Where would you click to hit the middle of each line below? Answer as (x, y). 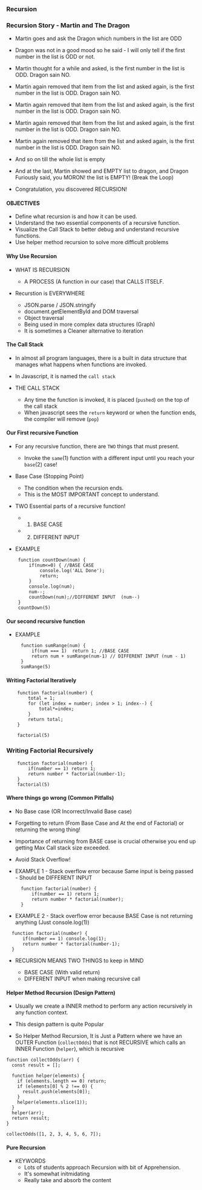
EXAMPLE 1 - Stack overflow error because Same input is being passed (104, 871)
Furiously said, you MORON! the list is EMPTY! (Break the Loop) (94, 178)
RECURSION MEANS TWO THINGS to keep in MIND (79, 960)
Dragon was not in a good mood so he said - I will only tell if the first (100, 50)
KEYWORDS (30, 1161)
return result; (31, 1119)
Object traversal (44, 317)
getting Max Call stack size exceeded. (62, 848)
